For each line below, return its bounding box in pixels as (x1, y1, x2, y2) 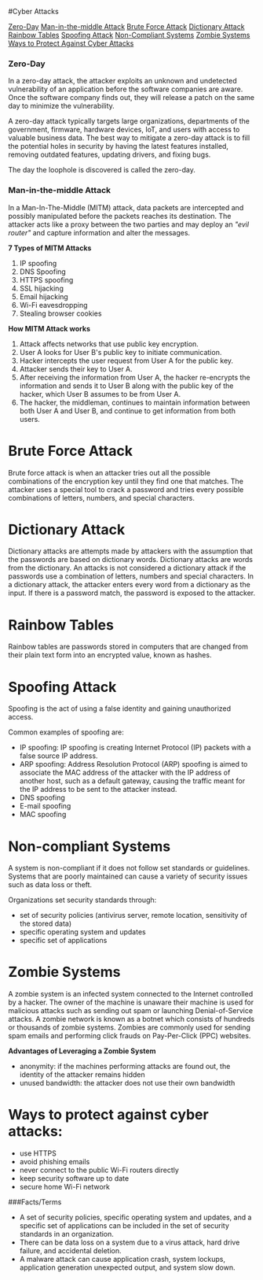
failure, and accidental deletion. (19, 1246, 122, 1256)
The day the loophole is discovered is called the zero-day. (8, 165, 196, 175)
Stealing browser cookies (19, 309, 102, 318)
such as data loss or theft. (8, 880, 93, 890)
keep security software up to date (19, 1174, 130, 1183)
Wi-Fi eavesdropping (19, 300, 88, 309)
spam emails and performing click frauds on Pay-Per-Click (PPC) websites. (8, 1031, 251, 1041)
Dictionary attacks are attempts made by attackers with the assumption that (8, 546, 254, 556)
